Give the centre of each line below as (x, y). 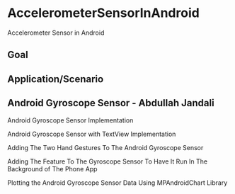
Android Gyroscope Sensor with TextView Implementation (92, 134)
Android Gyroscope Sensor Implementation (70, 120)
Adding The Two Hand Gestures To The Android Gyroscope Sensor (105, 147)
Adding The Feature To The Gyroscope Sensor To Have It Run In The (108, 161)
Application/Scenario (56, 79)
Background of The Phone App (52, 169)
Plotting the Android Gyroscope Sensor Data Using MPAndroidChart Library (117, 183)
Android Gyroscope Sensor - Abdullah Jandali (111, 103)
